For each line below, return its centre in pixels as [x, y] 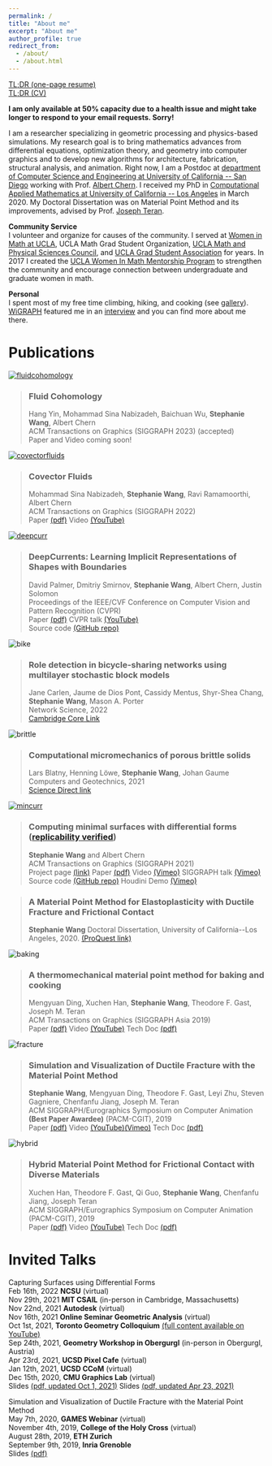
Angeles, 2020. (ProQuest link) [80, 938]
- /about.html [39, 62]
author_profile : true [45, 39]
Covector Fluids [60, 477]
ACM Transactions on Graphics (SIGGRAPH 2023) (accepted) [131, 431]
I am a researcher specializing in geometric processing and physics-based [133, 133]
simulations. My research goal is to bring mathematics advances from [125, 141]
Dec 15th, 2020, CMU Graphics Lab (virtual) [82, 1377]
